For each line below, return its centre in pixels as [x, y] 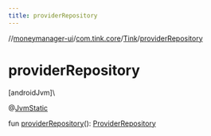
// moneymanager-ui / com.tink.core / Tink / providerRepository [105, 38]
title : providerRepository [53, 16]
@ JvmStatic [28, 107]
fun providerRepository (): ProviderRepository [82, 123]
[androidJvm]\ [32, 92]
